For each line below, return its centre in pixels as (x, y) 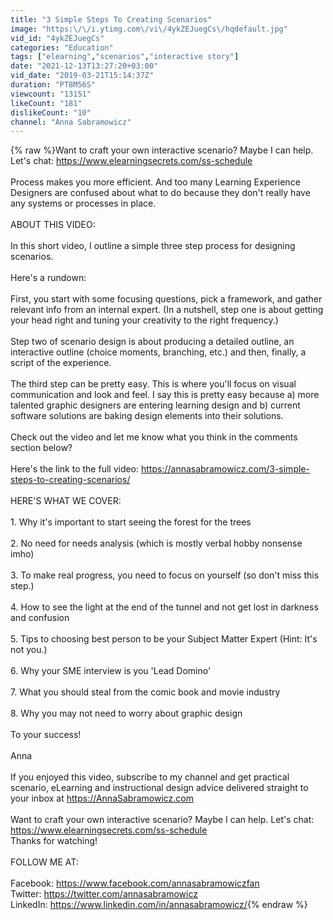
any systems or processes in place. (83, 203)
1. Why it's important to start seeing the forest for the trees (131, 522)
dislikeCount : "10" (51, 112)
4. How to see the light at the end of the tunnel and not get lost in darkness (164, 607)
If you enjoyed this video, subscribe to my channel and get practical (150, 777)
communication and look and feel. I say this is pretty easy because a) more (165, 395)
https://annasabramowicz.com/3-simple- (225, 469)
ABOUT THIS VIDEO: (53, 225)
